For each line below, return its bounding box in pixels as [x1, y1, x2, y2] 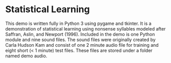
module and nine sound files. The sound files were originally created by [5, 37, 156, 43]
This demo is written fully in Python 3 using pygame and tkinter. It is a [5, 20, 152, 26]
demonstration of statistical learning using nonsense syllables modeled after [5, 25, 166, 31]
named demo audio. [5, 52, 47, 59]
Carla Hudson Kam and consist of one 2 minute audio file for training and [5, 42, 159, 48]
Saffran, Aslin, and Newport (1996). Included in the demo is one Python [5, 31, 155, 37]
